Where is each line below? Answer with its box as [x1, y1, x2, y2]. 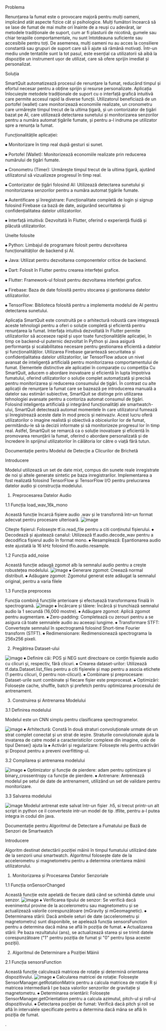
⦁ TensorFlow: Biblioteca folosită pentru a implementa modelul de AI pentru [5, 302, 158, 308]
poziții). [5, 940, 21, 946]
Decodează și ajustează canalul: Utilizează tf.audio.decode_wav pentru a [5, 532, 154, 538]
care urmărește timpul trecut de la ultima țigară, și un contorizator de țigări [5, 106, 157, 112]
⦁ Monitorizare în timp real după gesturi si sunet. [5, 142, 104, 147]
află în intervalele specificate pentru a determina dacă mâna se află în [5, 1007, 147, 1012]
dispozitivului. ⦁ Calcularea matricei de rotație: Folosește [5, 974, 138, 980]
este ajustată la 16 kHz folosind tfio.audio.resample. [5, 543, 110, 548]
